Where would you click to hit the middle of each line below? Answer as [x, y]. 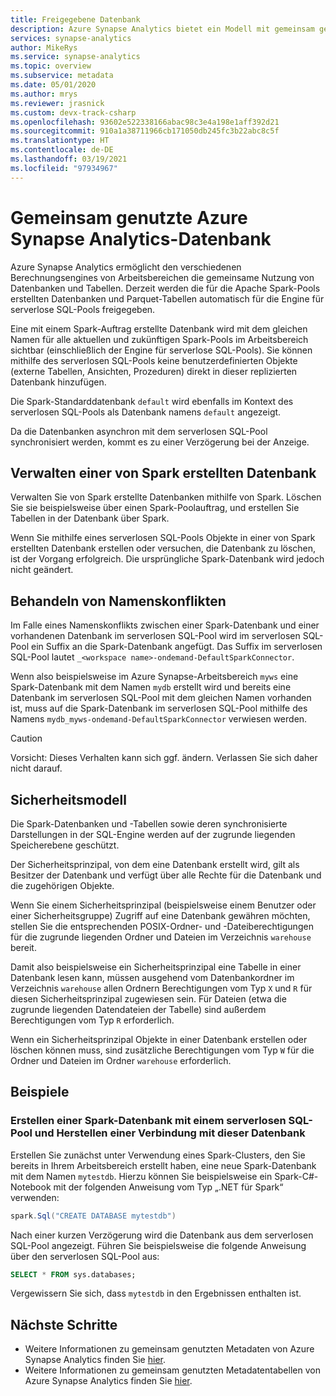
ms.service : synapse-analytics [75, 57]
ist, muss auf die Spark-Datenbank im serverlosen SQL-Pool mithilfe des [159, 708]
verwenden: [35, 1197]
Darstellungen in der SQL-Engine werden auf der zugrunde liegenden [153, 834]
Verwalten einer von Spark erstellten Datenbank [163, 472]
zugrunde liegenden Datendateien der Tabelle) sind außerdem [138, 1009]
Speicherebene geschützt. [65, 845]
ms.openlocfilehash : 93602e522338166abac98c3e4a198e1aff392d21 [145, 122]
